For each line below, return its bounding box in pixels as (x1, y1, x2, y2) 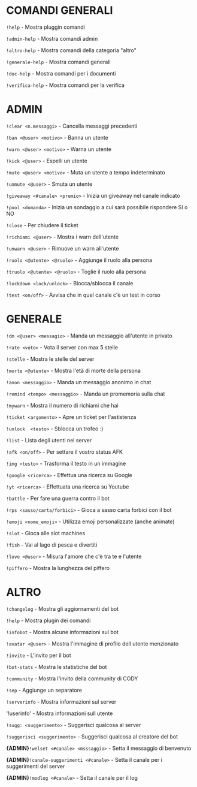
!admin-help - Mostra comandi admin (6, 35, 98, 42)
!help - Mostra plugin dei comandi (6, 617, 91, 624)
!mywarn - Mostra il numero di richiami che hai (6, 402, 119, 409)
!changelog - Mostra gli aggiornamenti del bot (6, 605, 119, 612)
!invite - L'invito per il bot (6, 652, 71, 659)
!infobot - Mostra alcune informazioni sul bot (6, 628, 119, 635)
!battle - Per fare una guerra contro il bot (6, 494, 110, 502)
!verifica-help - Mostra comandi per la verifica (6, 82, 125, 89)
